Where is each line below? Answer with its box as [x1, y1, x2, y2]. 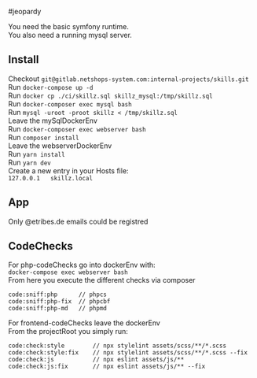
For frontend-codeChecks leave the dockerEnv [8, 318, 161, 328]
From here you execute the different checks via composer [8, 276, 196, 285]
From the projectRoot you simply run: [8, 327, 128, 336]
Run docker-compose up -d [8, 82, 94, 91]
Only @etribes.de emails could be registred [8, 217, 149, 226]
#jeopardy [8, 7, 42, 16]
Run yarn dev [8, 157, 51, 167]
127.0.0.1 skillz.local [8, 174, 93, 182]
